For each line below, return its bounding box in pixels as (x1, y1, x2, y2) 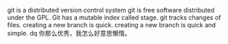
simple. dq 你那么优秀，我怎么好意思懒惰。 (7, 29, 131, 37)
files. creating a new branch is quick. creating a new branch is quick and (7, 21, 216, 29)
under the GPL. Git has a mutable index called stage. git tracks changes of (7, 13, 222, 22)
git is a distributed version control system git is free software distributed (7, 6, 215, 14)
